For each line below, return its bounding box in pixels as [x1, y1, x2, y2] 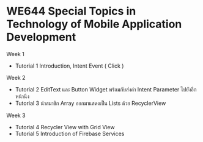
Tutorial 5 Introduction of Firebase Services [15, 130, 125, 137]
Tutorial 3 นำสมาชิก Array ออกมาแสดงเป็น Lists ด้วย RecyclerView [15, 99, 166, 107]
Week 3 [6, 112, 26, 119]
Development [6, 30, 76, 44]
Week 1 [6, 50, 24, 57]
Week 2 [6, 74, 26, 81]
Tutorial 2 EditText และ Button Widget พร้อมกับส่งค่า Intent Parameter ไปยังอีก [15, 85, 197, 93]
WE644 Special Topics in [6, 4, 136, 18]
